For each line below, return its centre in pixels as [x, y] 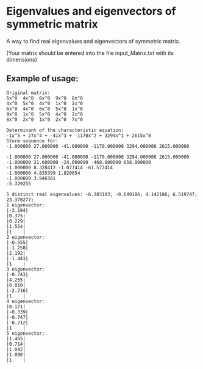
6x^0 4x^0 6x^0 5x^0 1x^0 [45, 109]
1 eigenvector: [26, 205]
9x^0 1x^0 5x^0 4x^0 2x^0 [45, 114]
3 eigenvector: [26, 269]
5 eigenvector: [26, 333]
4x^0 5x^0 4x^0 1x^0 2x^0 [45, 103]
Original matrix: [28, 93]
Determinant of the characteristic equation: [65, 130]
